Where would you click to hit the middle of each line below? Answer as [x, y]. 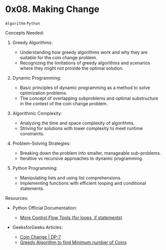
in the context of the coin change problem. [64, 103]
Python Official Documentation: [45, 208]
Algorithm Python [23, 24]
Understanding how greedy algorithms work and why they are [84, 52]
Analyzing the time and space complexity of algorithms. [77, 123]
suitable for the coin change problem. [58, 57]
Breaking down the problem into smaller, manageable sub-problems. [90, 153]
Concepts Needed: [24, 33]
